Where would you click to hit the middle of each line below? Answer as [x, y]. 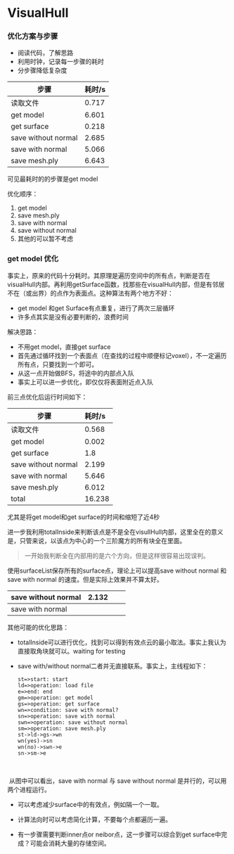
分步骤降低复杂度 [42, 70]
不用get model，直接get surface [64, 347]
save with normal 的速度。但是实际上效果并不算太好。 [85, 579]
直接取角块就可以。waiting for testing [71, 651]
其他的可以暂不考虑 [45, 239]
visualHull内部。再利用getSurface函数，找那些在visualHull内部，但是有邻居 [116, 284]
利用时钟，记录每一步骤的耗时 [60, 62]
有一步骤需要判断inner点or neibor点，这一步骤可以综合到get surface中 [119, 834]
